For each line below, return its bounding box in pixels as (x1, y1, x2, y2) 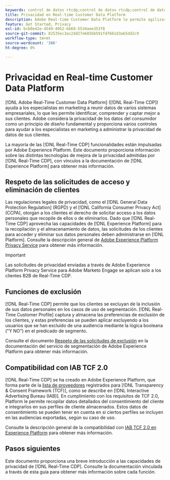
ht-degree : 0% (5, 45, 35, 50)
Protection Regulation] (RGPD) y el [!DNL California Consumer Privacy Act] (5, 204, 161, 211)
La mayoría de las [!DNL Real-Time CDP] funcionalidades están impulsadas (5, 141, 162, 147)
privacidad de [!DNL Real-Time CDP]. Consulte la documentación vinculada (5, 463, 163, 469)
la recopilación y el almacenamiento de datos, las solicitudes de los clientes (5, 226, 163, 232)
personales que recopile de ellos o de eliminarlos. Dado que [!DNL (5, 215, 144, 221)
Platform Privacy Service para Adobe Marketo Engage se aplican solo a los (5, 267, 161, 273)
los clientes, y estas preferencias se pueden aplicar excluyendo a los (5, 317, 149, 323)
